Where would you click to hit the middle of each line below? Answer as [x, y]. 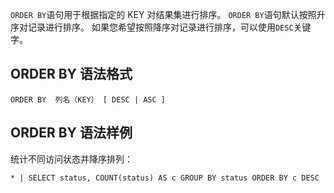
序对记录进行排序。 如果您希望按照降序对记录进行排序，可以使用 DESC [152, 27]
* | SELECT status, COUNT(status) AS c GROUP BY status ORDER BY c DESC [165, 178]
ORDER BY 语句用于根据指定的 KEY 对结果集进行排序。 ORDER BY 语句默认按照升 [168, 14]
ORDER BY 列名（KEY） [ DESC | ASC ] [88, 99]
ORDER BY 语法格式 [71, 74]
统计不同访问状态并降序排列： [71, 159]
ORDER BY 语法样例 [71, 133]
